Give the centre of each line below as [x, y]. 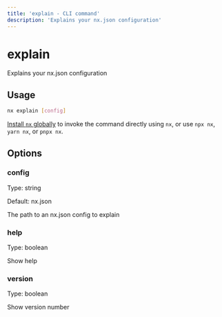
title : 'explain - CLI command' [53, 13]
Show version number [39, 307]
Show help [22, 261]
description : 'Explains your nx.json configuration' [84, 20]
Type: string [24, 188]
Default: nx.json [29, 201]
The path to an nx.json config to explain [63, 214]
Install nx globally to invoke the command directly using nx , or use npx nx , [111, 124]
